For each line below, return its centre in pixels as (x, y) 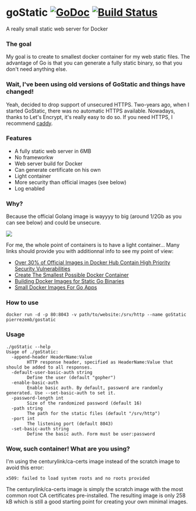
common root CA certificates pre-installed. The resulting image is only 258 (96, 496)
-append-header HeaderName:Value (52, 357)
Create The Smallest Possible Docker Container (72, 275)
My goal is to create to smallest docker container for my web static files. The (98, 57)
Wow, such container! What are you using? (68, 448)
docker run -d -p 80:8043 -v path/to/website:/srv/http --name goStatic (96, 315)
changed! (20, 92)
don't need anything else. (37, 69)
